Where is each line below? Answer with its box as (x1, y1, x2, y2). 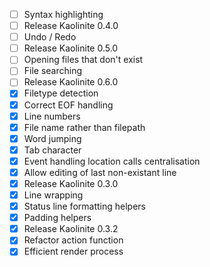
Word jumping (23, 132, 82, 144)
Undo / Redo (23, 31, 77, 43)
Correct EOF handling (23, 99, 114, 111)
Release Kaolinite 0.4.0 (23, 20, 119, 32)
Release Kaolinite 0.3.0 (23, 177, 119, 189)
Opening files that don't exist (23, 54, 144, 66)
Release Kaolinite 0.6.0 (23, 76, 119, 88)
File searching (23, 65, 83, 77)
